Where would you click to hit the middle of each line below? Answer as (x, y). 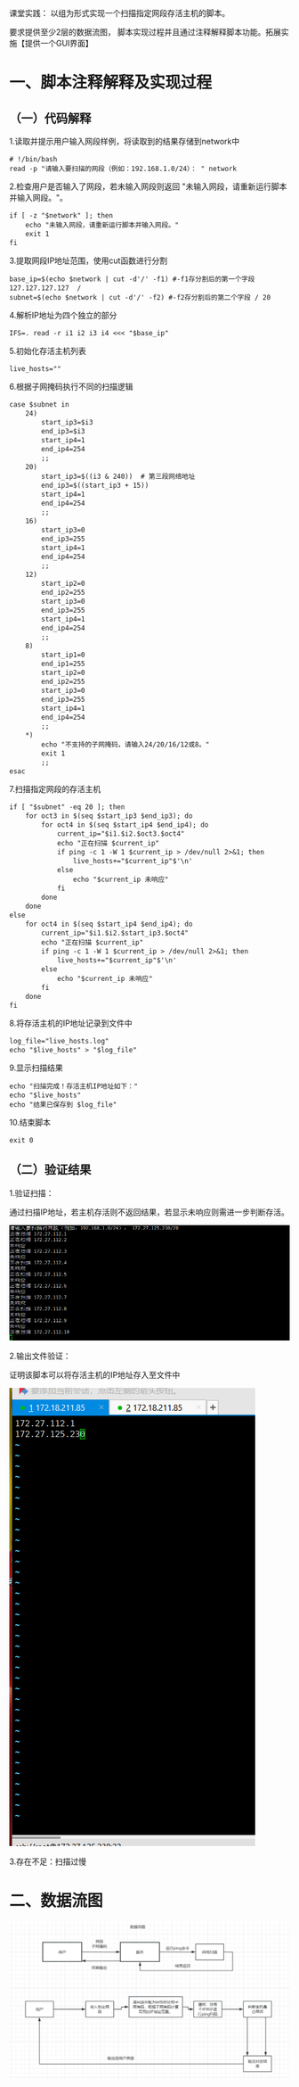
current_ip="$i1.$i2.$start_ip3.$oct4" (115, 933)
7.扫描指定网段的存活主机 (55, 789)
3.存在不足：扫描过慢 (48, 1861)
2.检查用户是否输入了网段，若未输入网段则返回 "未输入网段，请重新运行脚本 (148, 186)
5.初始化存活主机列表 (48, 351)
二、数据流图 (57, 1901)
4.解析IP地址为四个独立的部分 (63, 315)
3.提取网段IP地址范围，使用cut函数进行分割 (88, 260)
